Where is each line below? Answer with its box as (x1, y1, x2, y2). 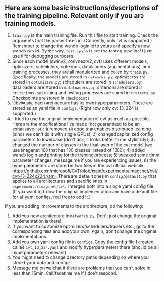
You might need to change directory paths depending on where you (12, 255, 149, 260)
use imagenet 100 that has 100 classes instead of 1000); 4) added (12, 147, 145, 153)
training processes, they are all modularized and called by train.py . (12, 69, 149, 75)
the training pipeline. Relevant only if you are (5, 12, 144, 20)
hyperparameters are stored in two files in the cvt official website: (12, 162, 145, 168)
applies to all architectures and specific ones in (12, 178, 108, 184)
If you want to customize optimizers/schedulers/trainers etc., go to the (12, 223, 154, 229)
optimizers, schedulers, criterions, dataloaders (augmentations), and (12, 63, 151, 69)
